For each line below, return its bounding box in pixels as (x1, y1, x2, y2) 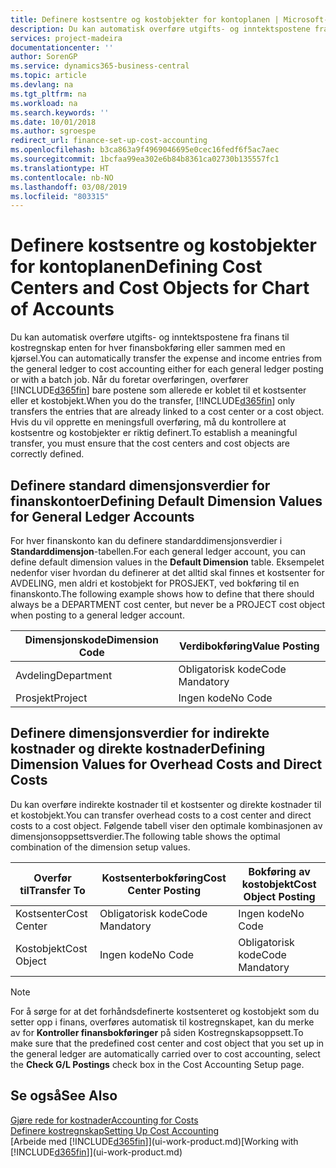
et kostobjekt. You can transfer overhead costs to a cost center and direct (10, 809, 312, 821)
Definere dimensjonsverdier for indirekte (10, 725, 270, 742)
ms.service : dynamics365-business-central (10, 61, 190, 71)
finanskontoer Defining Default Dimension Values (10, 492, 323, 510)
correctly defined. (10, 448, 85, 460)
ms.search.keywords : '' (10, 107, 110, 118)
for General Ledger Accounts (10, 508, 195, 525)
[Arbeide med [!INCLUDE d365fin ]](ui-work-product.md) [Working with (10, 1135, 299, 1147)
